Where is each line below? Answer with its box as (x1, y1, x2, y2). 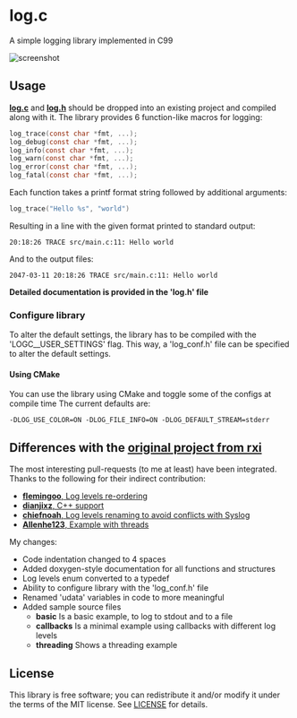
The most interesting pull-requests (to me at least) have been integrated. (9, 463, 277, 475)
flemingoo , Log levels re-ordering (21, 490, 148, 502)
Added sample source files (21, 601, 122, 612)
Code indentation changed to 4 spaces (21, 554, 166, 565)
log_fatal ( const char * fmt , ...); (9, 171, 139, 180)
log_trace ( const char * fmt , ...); (9, 129, 139, 138)
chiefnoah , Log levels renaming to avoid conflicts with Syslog (21, 510, 250, 521)
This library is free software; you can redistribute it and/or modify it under (9, 689, 281, 700)
